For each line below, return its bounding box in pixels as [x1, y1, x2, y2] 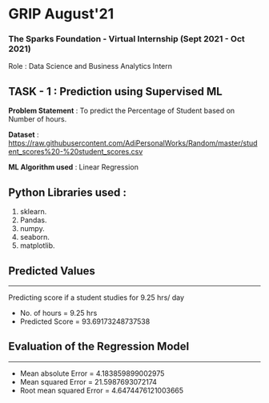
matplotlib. [19, 241, 55, 250]
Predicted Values [8, 264, 96, 277]
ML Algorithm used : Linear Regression [8, 162, 139, 172]
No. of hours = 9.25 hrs [19, 308, 98, 317]
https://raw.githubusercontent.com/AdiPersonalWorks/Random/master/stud [8, 138, 258, 148]
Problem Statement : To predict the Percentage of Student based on [8, 106, 235, 116]
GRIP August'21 [8, 5, 114, 23]
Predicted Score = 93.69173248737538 [19, 317, 151, 326]
